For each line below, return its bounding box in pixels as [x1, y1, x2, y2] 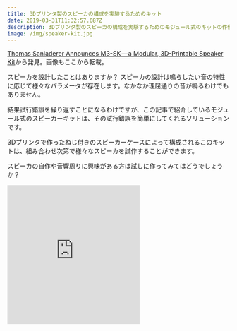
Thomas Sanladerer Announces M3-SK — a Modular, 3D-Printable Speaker [7, 49, 224, 58]
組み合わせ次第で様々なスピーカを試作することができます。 [25, 147, 199, 155]
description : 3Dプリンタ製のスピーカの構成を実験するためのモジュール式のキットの [7, 23, 223, 30]
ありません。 [7, 90, 44, 99]
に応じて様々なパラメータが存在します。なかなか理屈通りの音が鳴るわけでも [7, 82, 229, 90]
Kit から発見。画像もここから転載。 [7, 58, 108, 66]
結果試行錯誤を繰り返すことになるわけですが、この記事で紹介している [7, 105, 212, 114]
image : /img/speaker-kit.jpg [7, 30, 93, 37]
